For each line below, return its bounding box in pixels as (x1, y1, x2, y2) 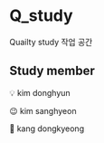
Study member (9, 63, 95, 79)
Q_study (9, 5, 74, 26)
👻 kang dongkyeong (9, 123, 84, 134)
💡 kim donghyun (9, 87, 71, 98)
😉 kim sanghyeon (9, 105, 77, 116)
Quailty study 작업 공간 (9, 36, 93, 47)
